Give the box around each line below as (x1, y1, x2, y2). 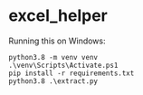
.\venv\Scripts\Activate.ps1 (8, 61, 119, 70)
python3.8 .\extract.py (8, 76, 99, 86)
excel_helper (8, 5, 108, 26)
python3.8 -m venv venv (8, 52, 99, 62)
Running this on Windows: (8, 35, 106, 46)
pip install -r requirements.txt (8, 69, 135, 78)
